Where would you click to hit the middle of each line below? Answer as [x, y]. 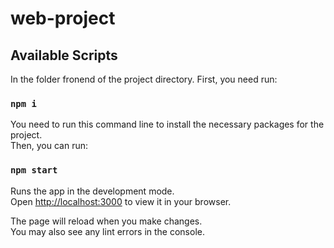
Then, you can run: [49, 146]
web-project [63, 18]
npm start [34, 170]
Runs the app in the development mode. [92, 191]
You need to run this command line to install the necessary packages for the [167, 124]
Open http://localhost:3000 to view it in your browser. [121, 201]
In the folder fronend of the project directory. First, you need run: [144, 79]
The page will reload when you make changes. [106, 221]
